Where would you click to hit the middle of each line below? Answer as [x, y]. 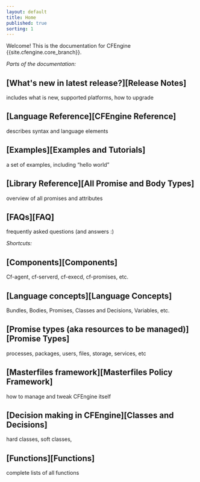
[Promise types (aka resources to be [76, 329]
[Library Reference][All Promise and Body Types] [100, 184]
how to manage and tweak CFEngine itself [59, 396]
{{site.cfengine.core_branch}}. [44, 53]
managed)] [168, 329]
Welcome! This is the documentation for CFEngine [69, 46]
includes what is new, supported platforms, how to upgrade [80, 98]
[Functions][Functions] [51, 458]
